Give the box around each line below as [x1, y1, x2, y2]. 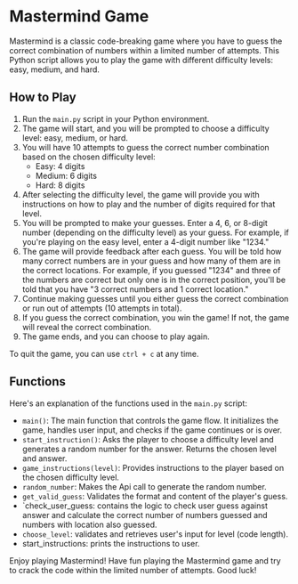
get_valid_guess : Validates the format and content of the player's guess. [21, 491, 288, 501]
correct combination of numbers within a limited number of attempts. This [9, 45, 280, 55]
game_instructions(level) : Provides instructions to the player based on [21, 462, 285, 473]
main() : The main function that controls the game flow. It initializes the [21, 415, 278, 426]
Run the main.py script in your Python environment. [21, 113, 210, 124]
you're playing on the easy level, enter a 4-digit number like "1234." [21, 236, 270, 247]
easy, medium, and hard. [9, 64, 101, 75]
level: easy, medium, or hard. [21, 132, 129, 143]
